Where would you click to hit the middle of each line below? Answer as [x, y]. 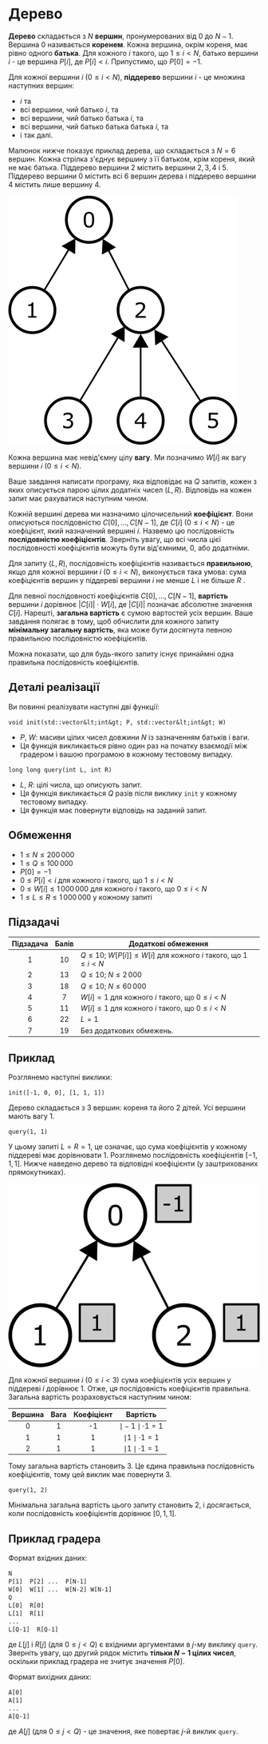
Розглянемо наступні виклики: [60, 1077]
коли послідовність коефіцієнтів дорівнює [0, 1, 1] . [93, 1514]
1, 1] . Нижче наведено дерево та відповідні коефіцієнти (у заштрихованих [133, 1163]
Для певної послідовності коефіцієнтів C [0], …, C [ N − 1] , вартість [118, 596]
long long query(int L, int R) [60, 770]
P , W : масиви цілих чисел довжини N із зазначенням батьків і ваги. [134, 737]
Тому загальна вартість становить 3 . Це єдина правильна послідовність [132, 1466]
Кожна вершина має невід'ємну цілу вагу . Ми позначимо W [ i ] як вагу [127, 457]
